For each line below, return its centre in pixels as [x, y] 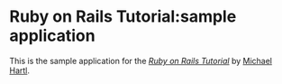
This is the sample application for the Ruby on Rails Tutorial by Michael [141, 61]
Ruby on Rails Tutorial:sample [123, 17]
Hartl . [19, 70]
